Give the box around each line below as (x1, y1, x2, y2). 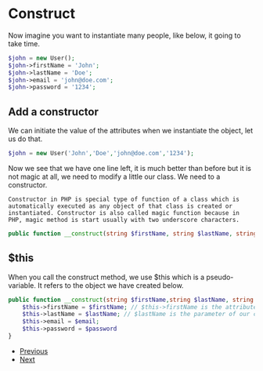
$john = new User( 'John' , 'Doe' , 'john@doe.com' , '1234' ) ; (8, 150, 194, 158)
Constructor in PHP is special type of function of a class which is (8, 195, 240, 203)
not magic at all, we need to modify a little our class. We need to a (8, 172, 221, 181)
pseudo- (206, 272, 234, 282)
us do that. (8, 134, 43, 144)
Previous (19, 346, 49, 355)
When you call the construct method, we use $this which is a (8, 272, 205, 282)
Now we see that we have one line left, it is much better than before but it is (8, 164, 252, 173)
